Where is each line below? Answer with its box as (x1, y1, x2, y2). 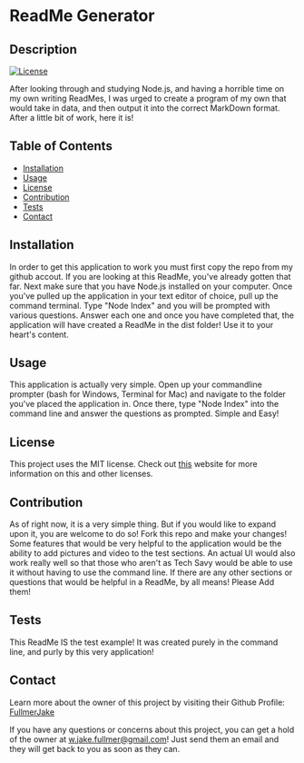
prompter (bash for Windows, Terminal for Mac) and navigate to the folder (9, 389, 286, 400)
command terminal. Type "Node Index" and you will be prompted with (9, 300, 270, 311)
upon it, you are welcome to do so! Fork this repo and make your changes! (9, 529, 288, 540)
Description (9, 42, 77, 57)
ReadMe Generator (9, 5, 155, 26)
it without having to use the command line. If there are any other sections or (9, 567, 293, 578)
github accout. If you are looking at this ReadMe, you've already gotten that (9, 271, 291, 282)
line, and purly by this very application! (9, 646, 154, 657)
